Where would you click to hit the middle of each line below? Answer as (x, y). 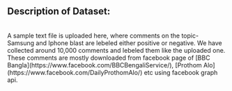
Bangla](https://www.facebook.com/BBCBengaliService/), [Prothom (105, 65)
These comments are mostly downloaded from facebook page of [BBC (109, 58)
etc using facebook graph (181, 72)
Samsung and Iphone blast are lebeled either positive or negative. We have (115, 43)
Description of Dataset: (59, 11)
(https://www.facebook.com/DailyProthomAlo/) (75, 72)
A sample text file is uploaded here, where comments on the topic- (103, 35)
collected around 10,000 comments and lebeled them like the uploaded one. (116, 50)
